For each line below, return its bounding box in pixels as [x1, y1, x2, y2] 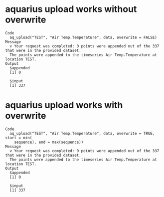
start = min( [5, 135, 32, 140]
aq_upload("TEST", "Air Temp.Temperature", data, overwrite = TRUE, [9, 131, 155, 136]
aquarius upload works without [5, 3, 137, 15]
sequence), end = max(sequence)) [14, 140, 84, 145]
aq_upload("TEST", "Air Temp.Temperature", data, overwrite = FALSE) [9, 35, 157, 40]
